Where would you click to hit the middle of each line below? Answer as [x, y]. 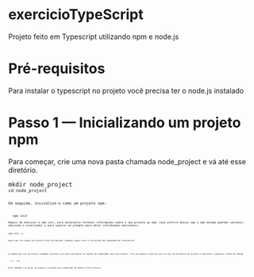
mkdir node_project [40, 184]
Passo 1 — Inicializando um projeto [125, 123]
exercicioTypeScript [76, 15]
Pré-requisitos [57, 69]
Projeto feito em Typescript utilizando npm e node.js [94, 37]
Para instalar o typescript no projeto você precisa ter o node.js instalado [126, 90]
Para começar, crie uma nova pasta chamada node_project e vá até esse [127, 161]
